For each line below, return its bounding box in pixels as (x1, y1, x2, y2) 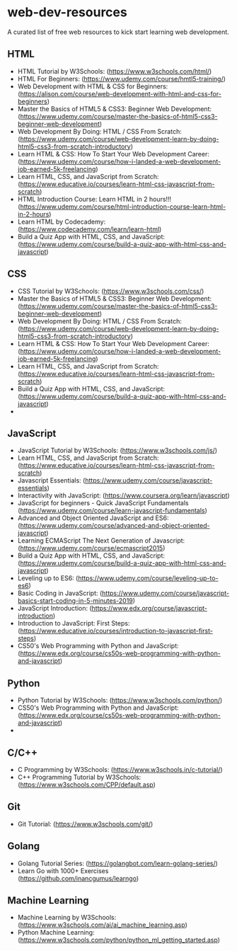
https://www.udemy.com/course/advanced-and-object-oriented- (20, 521, 210, 530)
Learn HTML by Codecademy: (17, 217, 106, 226)
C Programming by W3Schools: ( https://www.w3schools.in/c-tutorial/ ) (17, 766, 223, 773)
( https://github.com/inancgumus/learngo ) (17, 874, 139, 882)
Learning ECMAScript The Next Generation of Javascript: (17, 536, 185, 545)
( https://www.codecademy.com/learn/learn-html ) (17, 224, 162, 234)
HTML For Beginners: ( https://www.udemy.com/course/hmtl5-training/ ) (17, 74, 226, 83)
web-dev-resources (7, 4, 127, 21)
